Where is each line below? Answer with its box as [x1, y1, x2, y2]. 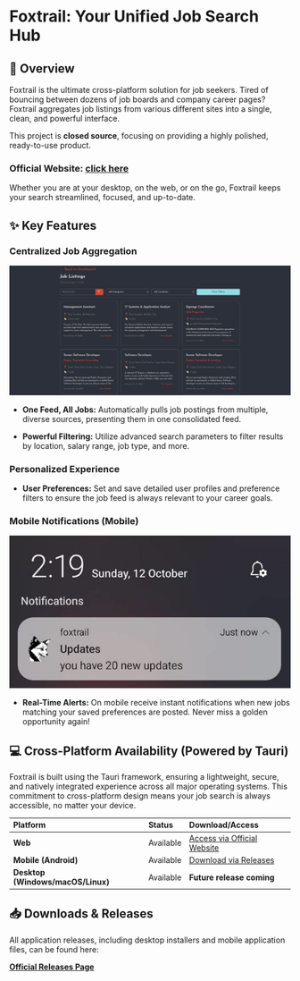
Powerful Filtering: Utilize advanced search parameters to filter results [21, 431, 284, 442]
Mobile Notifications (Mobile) [9, 515, 139, 528]
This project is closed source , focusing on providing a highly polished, [9, 131, 269, 140]
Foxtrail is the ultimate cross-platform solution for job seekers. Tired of [9, 85, 270, 95]
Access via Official [188, 833, 258, 843]
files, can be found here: [9, 943, 100, 954]
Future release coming [188, 872, 275, 883]
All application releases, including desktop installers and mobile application [9, 934, 286, 945]
